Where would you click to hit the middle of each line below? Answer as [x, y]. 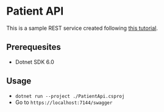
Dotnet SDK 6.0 [34, 61]
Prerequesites [34, 47]
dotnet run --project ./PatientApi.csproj [70, 96]
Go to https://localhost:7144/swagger [64, 102]
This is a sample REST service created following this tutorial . [82, 28]
